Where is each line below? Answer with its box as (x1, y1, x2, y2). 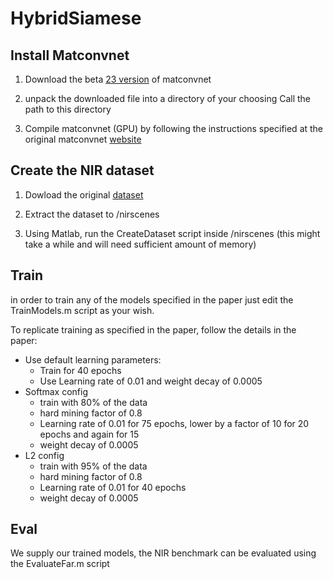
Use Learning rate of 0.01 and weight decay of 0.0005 (39, 375, 263, 387)
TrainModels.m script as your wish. (10, 304, 155, 316)
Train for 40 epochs (39, 364, 122, 376)
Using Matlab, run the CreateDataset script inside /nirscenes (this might (24, 227, 321, 239)
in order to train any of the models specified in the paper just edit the (10, 293, 294, 306)
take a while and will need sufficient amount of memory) (24, 238, 257, 250)
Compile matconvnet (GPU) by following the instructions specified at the (24, 123, 324, 134)
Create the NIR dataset (10, 162, 155, 179)
